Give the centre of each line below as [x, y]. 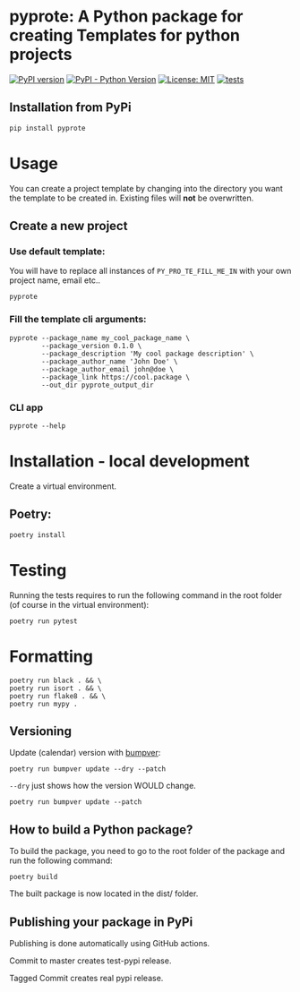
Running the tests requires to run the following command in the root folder [146, 595]
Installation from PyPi [70, 108]
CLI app [26, 407]
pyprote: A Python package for [126, 17]
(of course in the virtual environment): [79, 604]
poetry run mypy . [43, 704]
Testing [38, 570]
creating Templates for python [124, 35]
